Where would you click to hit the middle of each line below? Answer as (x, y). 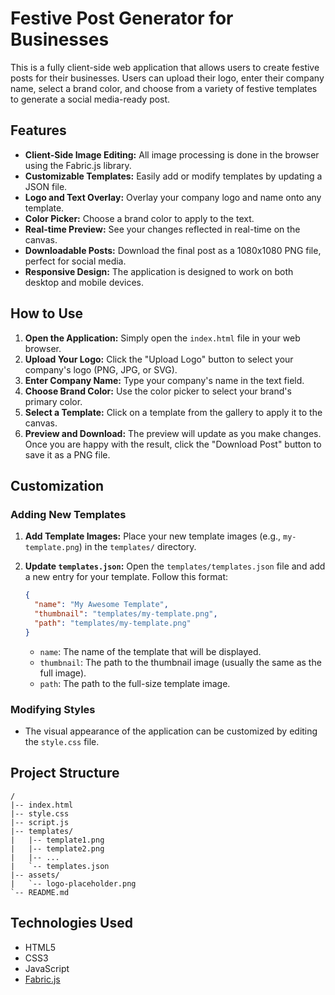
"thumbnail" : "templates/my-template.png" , (126, 614)
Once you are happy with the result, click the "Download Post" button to (173, 444)
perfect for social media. (75, 261)
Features (38, 130)
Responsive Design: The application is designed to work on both (159, 271)
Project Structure (65, 773)
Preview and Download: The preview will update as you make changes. (173, 433)
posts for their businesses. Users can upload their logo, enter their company (167, 78)
